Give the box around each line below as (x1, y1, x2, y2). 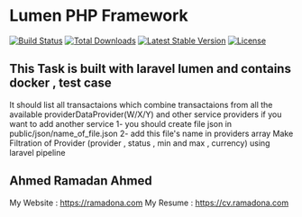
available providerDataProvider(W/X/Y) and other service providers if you (9, 109, 282, 120)
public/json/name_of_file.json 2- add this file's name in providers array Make (9, 128, 294, 139)
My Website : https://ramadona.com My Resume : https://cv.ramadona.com (9, 197, 289, 208)
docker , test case (9, 76, 113, 91)
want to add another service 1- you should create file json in (9, 118, 233, 129)
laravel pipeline (9, 147, 66, 158)
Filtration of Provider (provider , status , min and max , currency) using (9, 137, 270, 149)
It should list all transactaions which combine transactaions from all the (9, 99, 273, 110)
